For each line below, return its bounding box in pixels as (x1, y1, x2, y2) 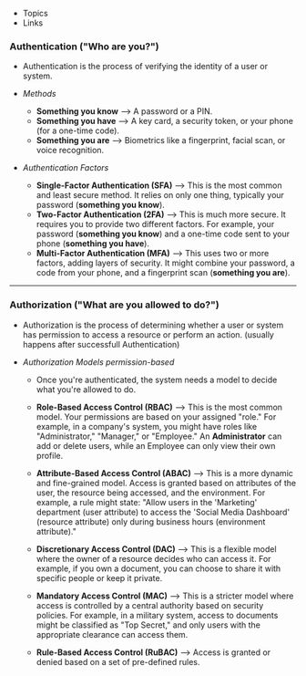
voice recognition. (36, 145, 105, 156)
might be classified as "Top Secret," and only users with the (36, 619, 261, 630)
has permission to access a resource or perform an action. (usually (22, 328, 275, 340)
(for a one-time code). (36, 125, 120, 136)
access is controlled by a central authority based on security (36, 599, 264, 610)
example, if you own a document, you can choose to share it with (36, 563, 281, 574)
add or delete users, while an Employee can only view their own (36, 440, 276, 451)
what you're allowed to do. (36, 383, 137, 395)
